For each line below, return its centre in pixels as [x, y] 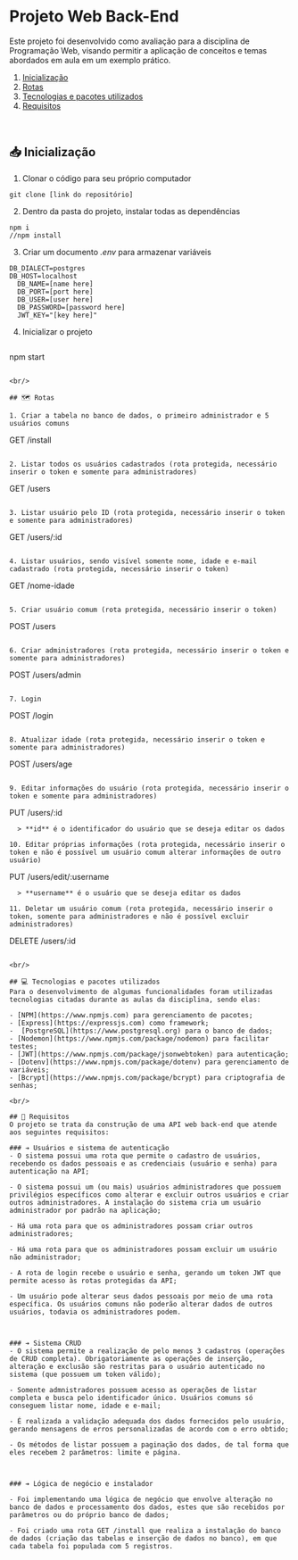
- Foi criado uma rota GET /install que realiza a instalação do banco [145, 1531]
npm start [27, 357]
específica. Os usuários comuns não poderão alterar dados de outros [141, 1304]
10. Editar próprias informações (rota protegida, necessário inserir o [147, 844]
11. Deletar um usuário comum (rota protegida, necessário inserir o [141, 909]
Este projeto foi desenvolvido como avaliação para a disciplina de [129, 41]
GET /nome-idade [42, 585]
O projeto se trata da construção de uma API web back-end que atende [143, 1124]
